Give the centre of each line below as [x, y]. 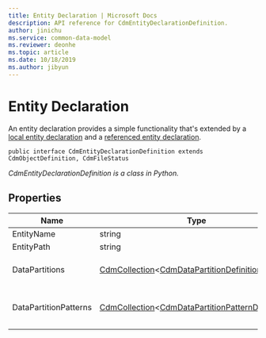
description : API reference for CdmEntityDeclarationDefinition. [118, 23]
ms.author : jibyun [38, 67]
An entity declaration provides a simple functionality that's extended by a [127, 129]
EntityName [34, 233]
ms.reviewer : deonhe [42, 45]
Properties [35, 198]
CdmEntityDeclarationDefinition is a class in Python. [94, 173]
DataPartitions [39, 269]
